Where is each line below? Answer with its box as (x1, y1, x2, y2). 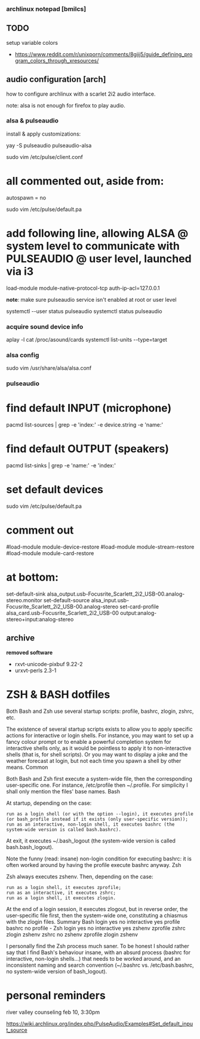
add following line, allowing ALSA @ (6, 226, 189, 240)
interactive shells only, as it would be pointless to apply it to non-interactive (6, 744, 192, 752)
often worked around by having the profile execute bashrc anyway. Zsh (6, 861, 181, 868)
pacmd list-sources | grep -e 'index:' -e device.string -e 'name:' (6, 421, 163, 428)
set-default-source (43, 596, 90, 603)
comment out (6, 523, 74, 537)
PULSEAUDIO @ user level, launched (6, 252, 192, 265)
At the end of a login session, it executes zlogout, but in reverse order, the (6, 905, 188, 912)
